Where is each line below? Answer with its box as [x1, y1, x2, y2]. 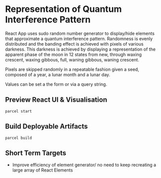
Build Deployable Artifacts [5, 122, 88, 131]
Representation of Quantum [5, 3, 122, 15]
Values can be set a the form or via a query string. [5, 81, 107, 87]
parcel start [5, 109, 32, 114]
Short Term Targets [5, 149, 66, 157]
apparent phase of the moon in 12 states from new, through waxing [5, 51, 142, 58]
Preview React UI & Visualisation [5, 96, 107, 104]
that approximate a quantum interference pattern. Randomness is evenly [5, 36, 153, 42]
